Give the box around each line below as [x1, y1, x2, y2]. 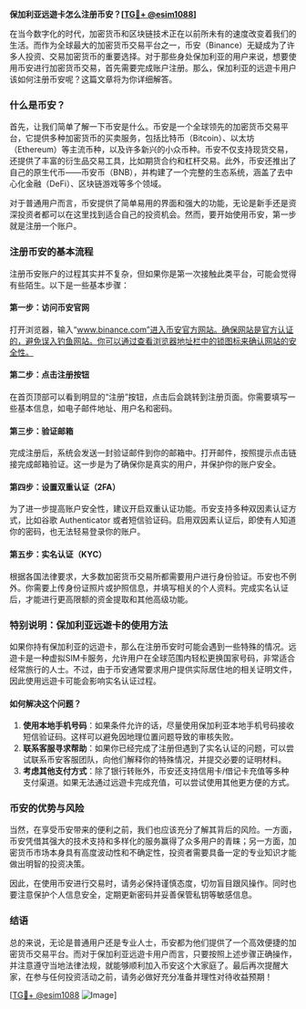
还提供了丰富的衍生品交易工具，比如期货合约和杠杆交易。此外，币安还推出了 [9, 155, 297, 167]
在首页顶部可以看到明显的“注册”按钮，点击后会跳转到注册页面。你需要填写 [9, 391, 289, 402]
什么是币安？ [9, 99, 66, 111]
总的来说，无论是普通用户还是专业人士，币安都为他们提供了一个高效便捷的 [9, 937, 289, 948]
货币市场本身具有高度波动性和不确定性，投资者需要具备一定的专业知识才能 [16, 848, 297, 858]
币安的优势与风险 [9, 802, 85, 815]
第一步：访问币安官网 [9, 302, 89, 313]
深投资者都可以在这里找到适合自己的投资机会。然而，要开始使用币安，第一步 [9, 209, 297, 220]
